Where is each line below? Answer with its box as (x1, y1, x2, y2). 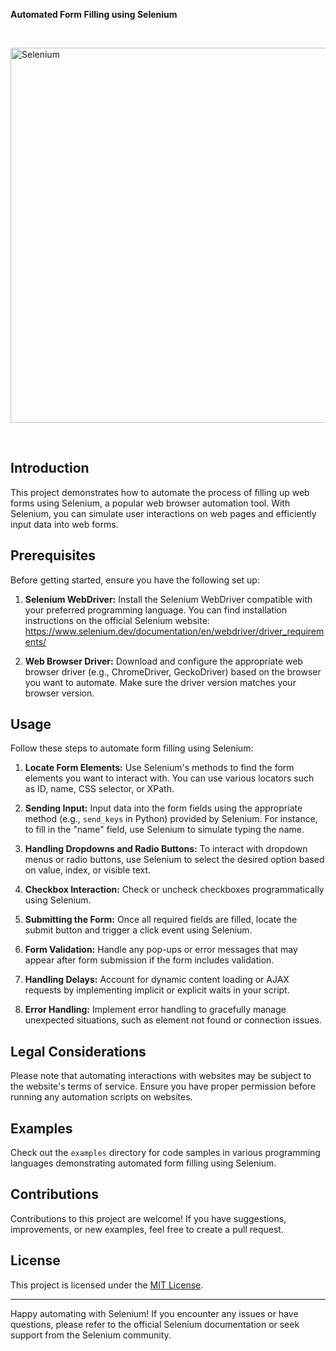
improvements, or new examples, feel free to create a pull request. (10, 1223, 284, 1235)
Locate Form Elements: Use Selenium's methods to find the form (24, 762, 295, 774)
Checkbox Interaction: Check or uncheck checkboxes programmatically (24, 884, 325, 896)
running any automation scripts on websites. (10, 1091, 193, 1103)
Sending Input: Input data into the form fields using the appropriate (24, 802, 303, 814)
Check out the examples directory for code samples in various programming (10, 1147, 321, 1159)
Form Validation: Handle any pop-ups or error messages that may (24, 944, 298, 956)
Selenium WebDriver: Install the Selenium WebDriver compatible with (24, 593, 313, 605)
